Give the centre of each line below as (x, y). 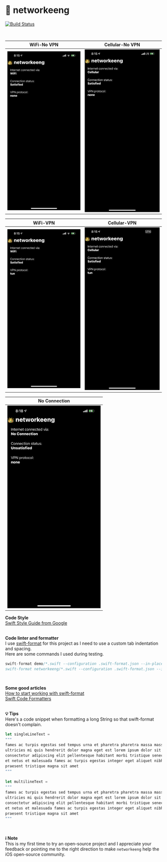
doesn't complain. (24, 725)
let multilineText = (27, 782)
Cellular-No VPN (122, 45)
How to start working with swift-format (45, 693)
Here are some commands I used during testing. (55, 654)
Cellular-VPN (122, 223)
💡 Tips (12, 714)
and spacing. (18, 648)
